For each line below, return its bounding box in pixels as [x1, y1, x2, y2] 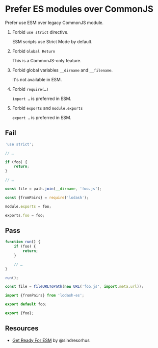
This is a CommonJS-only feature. [12, 57, 82, 63]
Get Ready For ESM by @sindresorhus [12, 337, 90, 343]
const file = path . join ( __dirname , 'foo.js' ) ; [5, 186, 102, 191]
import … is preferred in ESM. [12, 96, 72, 101]
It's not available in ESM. [12, 76, 62, 82]
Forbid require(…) [12, 86, 49, 92]
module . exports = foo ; [5, 204, 52, 209]
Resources [5, 324, 39, 333]
